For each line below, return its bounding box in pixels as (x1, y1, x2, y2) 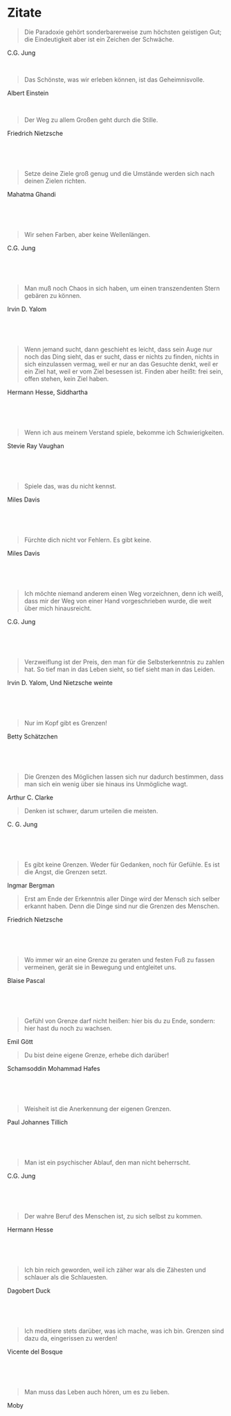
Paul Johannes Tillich (7, 1117, 68, 1126)
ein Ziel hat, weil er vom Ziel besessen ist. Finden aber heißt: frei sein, (24, 367, 223, 375)
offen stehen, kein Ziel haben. (24, 374, 109, 382)
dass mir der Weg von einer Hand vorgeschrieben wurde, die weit (24, 596, 212, 605)
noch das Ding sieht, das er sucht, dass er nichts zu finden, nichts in (24, 352, 219, 361)
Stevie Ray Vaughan (7, 441, 64, 450)
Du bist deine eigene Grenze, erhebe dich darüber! (24, 1051, 169, 1059)
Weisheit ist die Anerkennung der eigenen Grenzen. (24, 1104, 172, 1113)
